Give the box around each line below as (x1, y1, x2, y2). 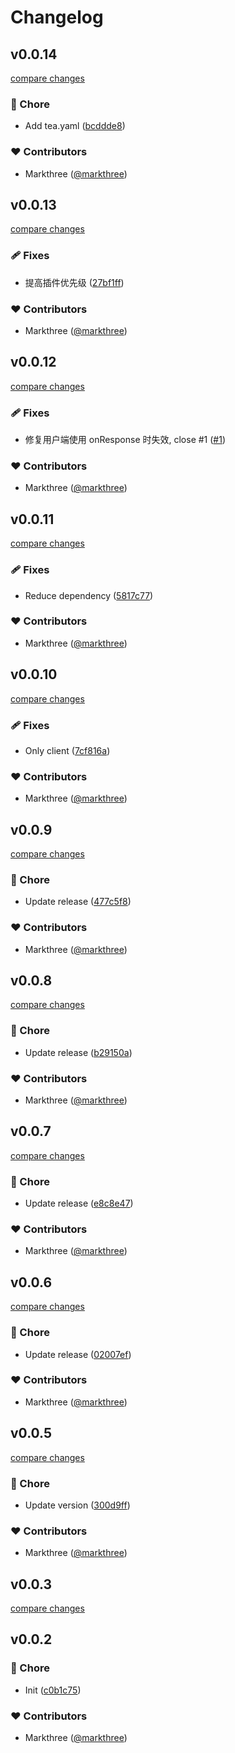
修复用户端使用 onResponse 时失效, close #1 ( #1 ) (24, 434, 227, 446)
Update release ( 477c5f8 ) (24, 896, 132, 908)
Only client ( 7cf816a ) (24, 744, 111, 756)
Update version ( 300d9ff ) (24, 1499, 131, 1511)
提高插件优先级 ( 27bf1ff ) (24, 276, 125, 288)
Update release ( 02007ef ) (24, 1348, 132, 1360)
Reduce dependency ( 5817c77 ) (24, 589, 154, 601)
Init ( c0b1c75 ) (24, 1684, 82, 1696)
